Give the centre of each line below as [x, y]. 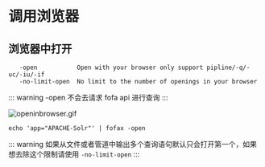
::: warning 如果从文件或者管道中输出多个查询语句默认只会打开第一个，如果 [133, 144]
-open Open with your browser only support [111, 67]
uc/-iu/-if [27, 75]
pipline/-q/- [228, 67]
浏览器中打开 [40, 49]
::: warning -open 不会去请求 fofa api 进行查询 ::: [88, 98]
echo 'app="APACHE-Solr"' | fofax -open [77, 128]
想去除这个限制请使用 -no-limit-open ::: [74, 154]
